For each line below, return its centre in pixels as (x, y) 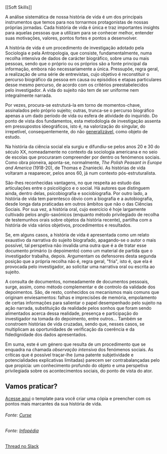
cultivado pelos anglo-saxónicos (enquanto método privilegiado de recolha (82, 215)
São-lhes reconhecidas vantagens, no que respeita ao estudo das (73, 183)
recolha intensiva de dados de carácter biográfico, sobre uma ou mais (77, 58)
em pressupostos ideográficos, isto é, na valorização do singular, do (75, 126)
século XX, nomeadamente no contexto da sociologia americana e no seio (82, 152)
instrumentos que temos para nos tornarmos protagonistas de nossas (77, 22)
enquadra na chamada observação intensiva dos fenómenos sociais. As (79, 349)
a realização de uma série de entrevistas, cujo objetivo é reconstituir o (77, 74)
